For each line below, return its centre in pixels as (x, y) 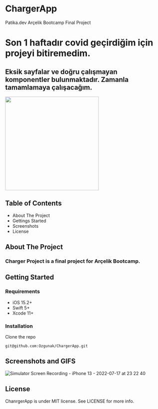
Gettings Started (29, 221)
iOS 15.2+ (22, 302)
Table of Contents (34, 204)
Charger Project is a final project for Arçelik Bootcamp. (73, 261)
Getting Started (30, 277)
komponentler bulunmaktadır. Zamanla (67, 80)
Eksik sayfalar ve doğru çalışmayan (61, 72)
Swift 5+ (21, 308)
